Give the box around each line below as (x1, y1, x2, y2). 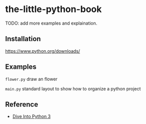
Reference (5, 100, 38, 108)
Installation (5, 35, 41, 43)
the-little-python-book (5, 4, 102, 15)
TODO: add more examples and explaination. (5, 20, 97, 26)
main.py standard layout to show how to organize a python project (5, 85, 141, 91)
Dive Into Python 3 (12, 113, 51, 119)
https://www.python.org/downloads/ (5, 48, 80, 54)
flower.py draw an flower (5, 76, 57, 82)
